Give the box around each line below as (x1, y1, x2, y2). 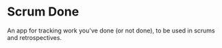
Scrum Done (7, 4, 79, 20)
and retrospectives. (7, 33, 62, 41)
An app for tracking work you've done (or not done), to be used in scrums (7, 26, 216, 34)
